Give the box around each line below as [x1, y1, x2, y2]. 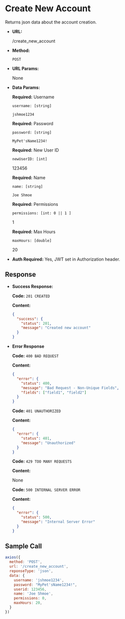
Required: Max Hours [12, 228, 56, 235]
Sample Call [5, 542, 42, 551]
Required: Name [12, 175, 46, 180]
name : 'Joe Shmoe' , [14, 591, 54, 597]
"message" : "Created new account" [21, 326, 91, 331]
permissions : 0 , [14, 596, 47, 601]
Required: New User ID [12, 147, 59, 153]
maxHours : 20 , [14, 600, 42, 605]
